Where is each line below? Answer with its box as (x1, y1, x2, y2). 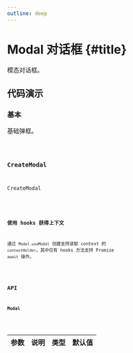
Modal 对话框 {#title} (7, 42, 127, 57)
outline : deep (7, 10, 48, 17)
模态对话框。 (7, 66, 43, 74)
